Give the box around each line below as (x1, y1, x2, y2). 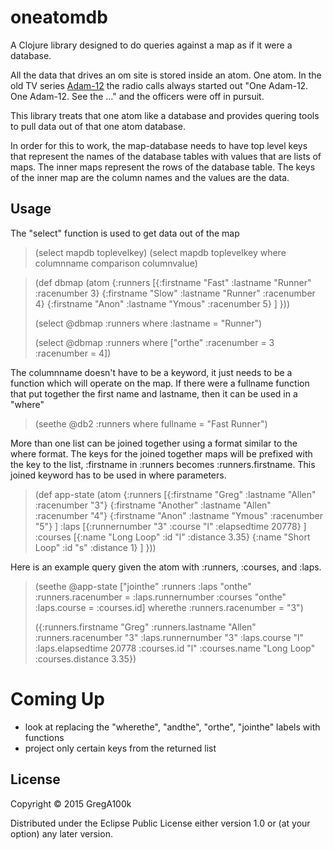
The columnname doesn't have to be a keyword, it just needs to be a (10, 366, 293, 378)
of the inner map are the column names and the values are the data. (10, 171, 290, 183)
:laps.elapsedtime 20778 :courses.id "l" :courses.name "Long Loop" (34, 642, 316, 654)
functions (24, 731, 65, 743)
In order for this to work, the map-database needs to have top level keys (10, 139, 308, 151)
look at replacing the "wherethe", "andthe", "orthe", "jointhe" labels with (24, 721, 321, 733)
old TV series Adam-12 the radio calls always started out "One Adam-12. (10, 79, 309, 91)
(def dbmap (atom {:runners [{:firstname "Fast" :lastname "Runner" (34, 276, 312, 288)
